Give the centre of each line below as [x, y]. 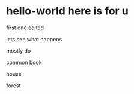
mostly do [19, 51]
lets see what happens [34, 39]
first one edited [25, 28]
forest [14, 86]
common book [24, 62]
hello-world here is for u [68, 11]
